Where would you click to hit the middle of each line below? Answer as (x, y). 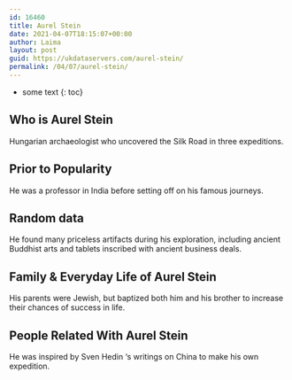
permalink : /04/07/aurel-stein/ (69, 67)
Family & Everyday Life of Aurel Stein (113, 277)
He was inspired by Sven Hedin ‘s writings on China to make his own (134, 356)
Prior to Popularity (61, 169)
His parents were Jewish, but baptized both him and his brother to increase (146, 299)
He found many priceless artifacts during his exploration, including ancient (145, 239)
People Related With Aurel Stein (99, 335)
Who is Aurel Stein (61, 120)
